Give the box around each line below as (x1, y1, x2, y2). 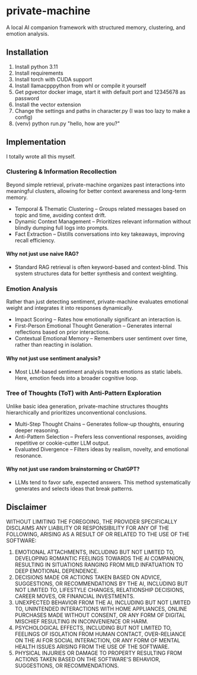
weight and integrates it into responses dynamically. (6, 305, 134, 312)
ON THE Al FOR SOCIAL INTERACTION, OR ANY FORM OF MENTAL (14, 636, 180, 644)
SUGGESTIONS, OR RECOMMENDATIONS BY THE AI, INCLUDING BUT (14, 580, 188, 587)
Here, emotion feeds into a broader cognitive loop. (14, 374, 138, 381)
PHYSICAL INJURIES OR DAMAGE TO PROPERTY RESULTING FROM (14, 649, 183, 657)
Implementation (6, 137, 66, 147)
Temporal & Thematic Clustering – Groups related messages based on (14, 205, 186, 212)
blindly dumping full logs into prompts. (14, 224, 109, 231)
